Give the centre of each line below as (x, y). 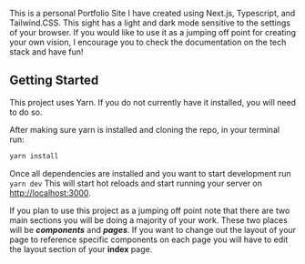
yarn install (34, 156)
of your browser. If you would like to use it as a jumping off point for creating (153, 32)
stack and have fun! (46, 52)
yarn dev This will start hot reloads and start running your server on (136, 183)
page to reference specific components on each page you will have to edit (149, 239)
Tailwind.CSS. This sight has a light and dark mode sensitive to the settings (150, 23)
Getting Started (54, 81)
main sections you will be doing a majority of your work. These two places (149, 220)
